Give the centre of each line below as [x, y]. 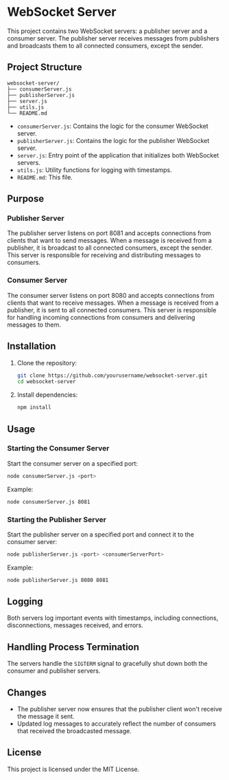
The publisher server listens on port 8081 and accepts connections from [109, 233]
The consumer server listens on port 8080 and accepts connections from [111, 295]
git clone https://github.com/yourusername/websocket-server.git [112, 376]
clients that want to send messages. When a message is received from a [110, 241]
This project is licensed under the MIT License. [73, 769]
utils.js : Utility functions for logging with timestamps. [95, 170]
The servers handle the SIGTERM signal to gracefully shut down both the [107, 664]
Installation [32, 346]
